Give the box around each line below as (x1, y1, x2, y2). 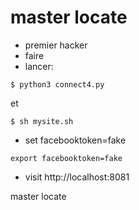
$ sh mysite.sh (10, 116, 74, 126)
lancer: (24, 60, 54, 72)
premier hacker (24, 39, 88, 51)
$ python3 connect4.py (10, 79, 105, 90)
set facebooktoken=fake (24, 134, 127, 146)
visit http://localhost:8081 (24, 171, 130, 183)
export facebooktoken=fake (10, 153, 123, 163)
